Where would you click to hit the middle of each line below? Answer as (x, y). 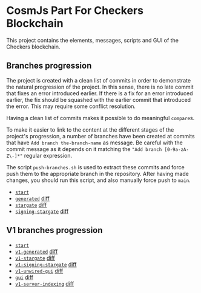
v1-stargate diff (35, 258)
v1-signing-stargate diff (46, 264)
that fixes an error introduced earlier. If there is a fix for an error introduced (100, 93)
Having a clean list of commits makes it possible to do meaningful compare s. (100, 118)
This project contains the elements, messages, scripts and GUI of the (92, 40)
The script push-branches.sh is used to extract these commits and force (95, 167)
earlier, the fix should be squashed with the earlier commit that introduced (99, 99)
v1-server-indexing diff (44, 283)
